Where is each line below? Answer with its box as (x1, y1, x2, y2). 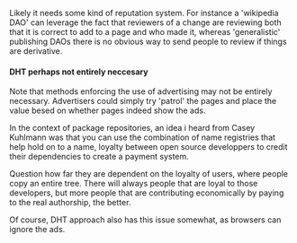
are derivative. (9, 46, 63, 56)
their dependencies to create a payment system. (9, 152, 189, 162)
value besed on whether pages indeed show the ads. (9, 105, 206, 116)
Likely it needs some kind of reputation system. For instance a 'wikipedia (9, 8, 279, 18)
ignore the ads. (9, 224, 66, 235)
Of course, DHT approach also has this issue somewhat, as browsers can (9, 214, 282, 225)
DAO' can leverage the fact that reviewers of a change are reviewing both (9, 17, 282, 28)
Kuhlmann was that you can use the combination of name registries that (9, 132, 276, 143)
